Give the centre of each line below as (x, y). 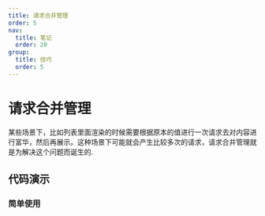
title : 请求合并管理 (38, 15)
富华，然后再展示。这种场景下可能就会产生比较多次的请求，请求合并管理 (132, 142)
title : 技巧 (34, 60)
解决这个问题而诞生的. (58, 152)
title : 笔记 (34, 38)
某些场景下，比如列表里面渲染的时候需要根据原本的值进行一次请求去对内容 (129, 132)
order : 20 (31, 45)
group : (19, 52)
